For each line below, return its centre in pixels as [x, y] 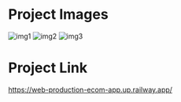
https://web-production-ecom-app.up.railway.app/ [90, 89]
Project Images [58, 15]
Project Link [48, 68]
